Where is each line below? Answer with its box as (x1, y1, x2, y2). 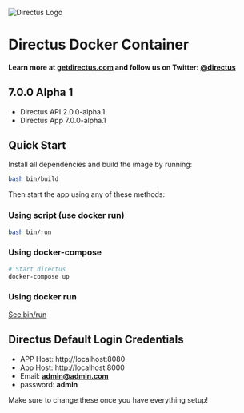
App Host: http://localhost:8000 (19, 363, 126, 372)
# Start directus (8, 265, 66, 273)
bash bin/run (8, 228, 52, 236)
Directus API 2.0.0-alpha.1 (19, 106, 106, 116)
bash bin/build (8, 175, 59, 183)
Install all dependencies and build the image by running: (8, 160, 193, 170)
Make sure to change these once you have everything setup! (8, 395, 209, 404)
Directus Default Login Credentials (8, 333, 184, 347)
